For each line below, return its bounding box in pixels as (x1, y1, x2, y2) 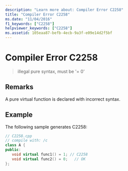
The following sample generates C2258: (5, 124, 88, 130)
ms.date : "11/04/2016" (5, 16, 52, 21)
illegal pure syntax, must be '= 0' (17, 68, 85, 74)
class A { (5, 143, 26, 148)
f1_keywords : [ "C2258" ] (5, 21, 55, 26)
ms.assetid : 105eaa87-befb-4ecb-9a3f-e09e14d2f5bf (5, 30, 113, 35)
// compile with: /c (5, 138, 48, 143)
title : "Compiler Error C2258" (5, 12, 70, 17)
